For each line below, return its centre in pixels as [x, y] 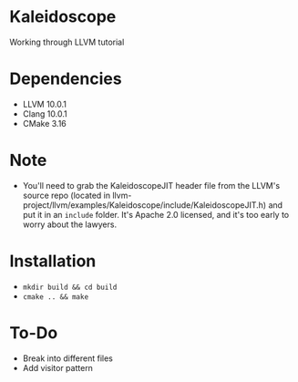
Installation [53, 261]
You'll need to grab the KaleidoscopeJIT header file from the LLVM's [151, 185]
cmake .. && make [56, 297]
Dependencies [66, 79]
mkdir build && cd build [70, 287]
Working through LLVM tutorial [67, 42]
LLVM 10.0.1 [44, 104]
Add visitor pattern [58, 367]
